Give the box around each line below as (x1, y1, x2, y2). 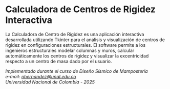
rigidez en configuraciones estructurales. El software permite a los (5, 42, 146, 48)
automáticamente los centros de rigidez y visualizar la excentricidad (5, 52, 149, 59)
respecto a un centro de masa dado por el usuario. (5, 58, 112, 64)
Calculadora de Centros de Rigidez (5, 4, 156, 15)
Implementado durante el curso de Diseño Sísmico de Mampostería (5, 68, 148, 74)
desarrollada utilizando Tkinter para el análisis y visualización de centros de (5, 37, 165, 43)
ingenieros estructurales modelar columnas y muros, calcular (5, 47, 135, 53)
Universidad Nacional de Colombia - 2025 (5, 79, 95, 85)
